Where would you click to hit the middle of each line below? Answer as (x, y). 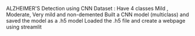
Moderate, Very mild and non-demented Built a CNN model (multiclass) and (97, 15)
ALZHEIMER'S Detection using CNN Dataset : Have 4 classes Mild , (87, 8)
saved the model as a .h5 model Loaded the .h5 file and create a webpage (96, 21)
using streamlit (24, 27)
